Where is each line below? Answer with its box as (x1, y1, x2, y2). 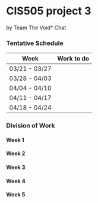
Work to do (57, 54, 90, 63)
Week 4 (6, 177, 26, 184)
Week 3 (6, 163, 26, 171)
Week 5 (6, 191, 26, 198)
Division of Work (6, 122, 55, 130)
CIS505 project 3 (6, 4, 91, 18)
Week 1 (6, 136, 24, 143)
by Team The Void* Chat (6, 24, 67, 31)
